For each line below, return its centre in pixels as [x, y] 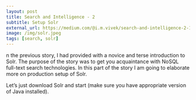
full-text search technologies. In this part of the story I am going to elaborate [98, 68]
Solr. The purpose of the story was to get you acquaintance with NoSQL [92, 61]
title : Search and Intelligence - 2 [50, 17]
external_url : [23, 28]
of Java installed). [27, 92]
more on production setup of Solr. [47, 74]
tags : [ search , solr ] [32, 39]
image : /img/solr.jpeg [34, 33]
